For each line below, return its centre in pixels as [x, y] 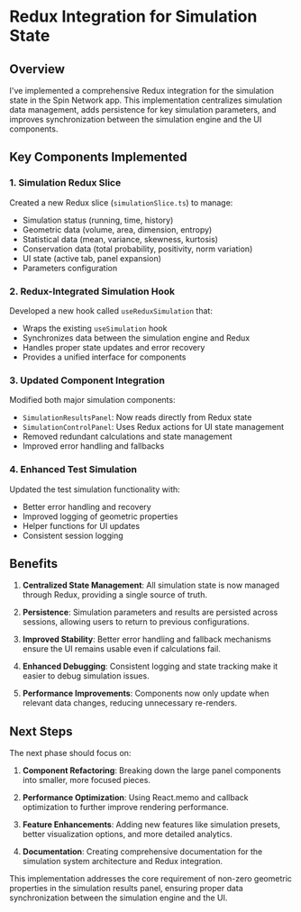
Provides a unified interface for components [104, 357]
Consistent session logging [73, 535]
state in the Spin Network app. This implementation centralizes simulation [146, 100]
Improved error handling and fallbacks [93, 446]
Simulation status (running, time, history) [98, 220]
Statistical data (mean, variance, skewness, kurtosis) [120, 239]
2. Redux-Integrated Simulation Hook [92, 291]
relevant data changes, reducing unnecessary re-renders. [129, 703]
